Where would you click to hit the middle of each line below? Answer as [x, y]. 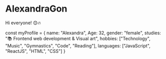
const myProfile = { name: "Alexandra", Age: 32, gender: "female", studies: [83, 33]
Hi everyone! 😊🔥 [23, 23]
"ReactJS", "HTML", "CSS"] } [36, 51]
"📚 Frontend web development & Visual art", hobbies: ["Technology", [78, 38]
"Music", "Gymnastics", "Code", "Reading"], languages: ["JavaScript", [78, 45]
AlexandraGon [36, 9]
